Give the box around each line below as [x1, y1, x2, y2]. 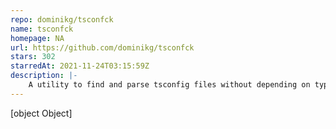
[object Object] [10, 107, 73, 119]
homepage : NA [10, 33, 65, 43]
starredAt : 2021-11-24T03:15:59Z [10, 61, 150, 71]
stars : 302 [10, 52, 56, 62]
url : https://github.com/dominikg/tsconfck [10, 42, 195, 53]
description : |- [10, 71, 78, 81]
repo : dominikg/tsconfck [10, 14, 114, 25]
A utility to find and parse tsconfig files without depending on [28, 80, 311, 90]
